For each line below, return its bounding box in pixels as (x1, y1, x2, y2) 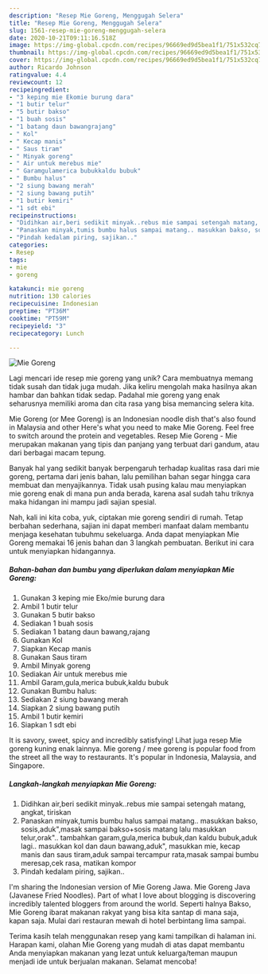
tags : (9, 255, 27, 263)
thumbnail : (9, 49, 45, 56)
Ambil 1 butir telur (20, 602, 79, 611)
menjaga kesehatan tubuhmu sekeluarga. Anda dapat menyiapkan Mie (9, 530, 239, 540)
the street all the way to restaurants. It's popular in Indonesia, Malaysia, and (9, 753, 257, 762)
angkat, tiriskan (20, 808, 72, 817)
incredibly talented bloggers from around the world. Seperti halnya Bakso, (9, 899, 251, 909)
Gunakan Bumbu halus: (20, 686, 98, 696)
